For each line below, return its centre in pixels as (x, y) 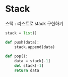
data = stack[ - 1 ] (32, 61)
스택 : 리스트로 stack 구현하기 (35, 23)
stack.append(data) (35, 47)
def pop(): (17, 56)
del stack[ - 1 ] (29, 66)
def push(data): (22, 42)
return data (27, 71)
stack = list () (21, 33)
